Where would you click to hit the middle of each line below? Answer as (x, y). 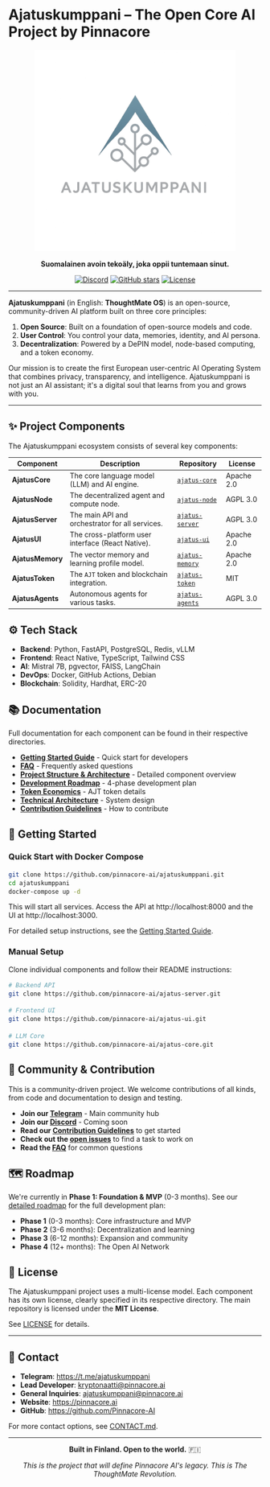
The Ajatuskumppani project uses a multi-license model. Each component (131, 1291)
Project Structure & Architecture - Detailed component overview (128, 775)
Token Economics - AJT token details (83, 792)
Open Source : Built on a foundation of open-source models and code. (136, 327)
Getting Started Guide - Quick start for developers (104, 757)
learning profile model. (107, 563)
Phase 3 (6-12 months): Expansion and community (104, 1238)
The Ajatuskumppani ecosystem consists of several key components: (123, 446)
